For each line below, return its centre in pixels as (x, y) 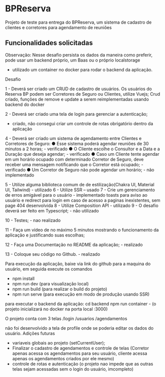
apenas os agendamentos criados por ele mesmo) (63, 358)
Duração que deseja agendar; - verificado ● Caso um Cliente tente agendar (82, 154)
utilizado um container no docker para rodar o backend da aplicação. (82, 69)
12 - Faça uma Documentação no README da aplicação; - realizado (74, 244)
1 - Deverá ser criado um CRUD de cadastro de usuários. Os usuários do (79, 89)
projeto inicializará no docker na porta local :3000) (56, 309)
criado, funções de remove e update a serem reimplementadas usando (77, 99)
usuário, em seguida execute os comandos (49, 269)
